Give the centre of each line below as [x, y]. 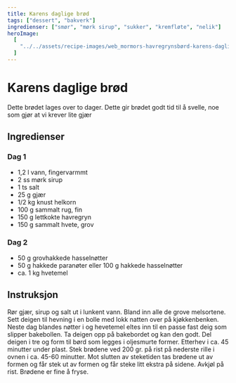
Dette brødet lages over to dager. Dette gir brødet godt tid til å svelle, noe [113, 107]
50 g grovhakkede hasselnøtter [63, 258]
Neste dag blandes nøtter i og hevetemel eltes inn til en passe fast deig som [117, 327]
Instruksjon [33, 295]
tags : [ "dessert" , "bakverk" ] [52, 20]
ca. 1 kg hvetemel [42, 273]
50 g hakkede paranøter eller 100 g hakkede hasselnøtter [100, 265]
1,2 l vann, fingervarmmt [52, 172]
